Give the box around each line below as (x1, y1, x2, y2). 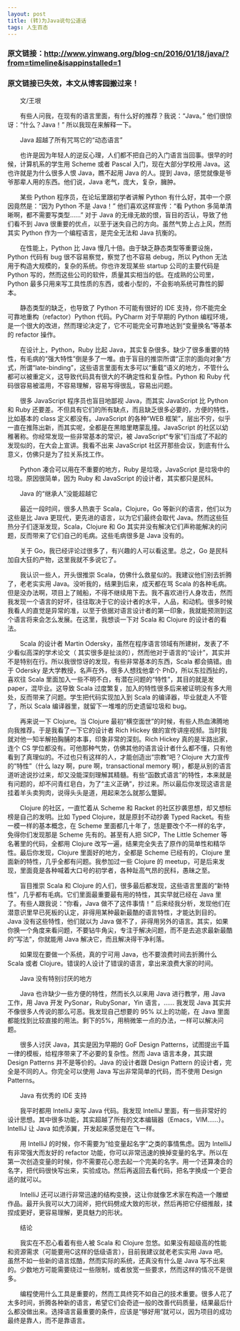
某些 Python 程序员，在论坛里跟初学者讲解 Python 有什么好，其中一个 (19, 192, 225, 201)
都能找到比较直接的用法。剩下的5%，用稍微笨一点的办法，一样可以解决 (7, 1016, 218, 1025)
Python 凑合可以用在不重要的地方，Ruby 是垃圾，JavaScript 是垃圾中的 (19, 465, 231, 474)
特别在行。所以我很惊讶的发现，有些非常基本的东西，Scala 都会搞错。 (19, 657, 226, 665)
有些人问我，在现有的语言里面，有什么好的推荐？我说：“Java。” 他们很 (19, 111, 226, 120)
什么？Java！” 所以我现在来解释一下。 (22, 120, 136, 129)
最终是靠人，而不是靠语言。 (7, 1316, 89, 1325)
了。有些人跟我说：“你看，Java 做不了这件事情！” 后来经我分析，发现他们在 (7, 899, 231, 907)
